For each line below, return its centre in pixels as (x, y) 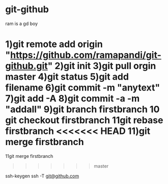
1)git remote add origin (54, 44)
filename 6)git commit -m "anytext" (83, 88)
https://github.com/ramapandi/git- (86, 55)
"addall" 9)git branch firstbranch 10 (82, 110)
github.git (26, 66)
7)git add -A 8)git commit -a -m (73, 99)
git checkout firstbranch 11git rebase (84, 120)
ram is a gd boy (22, 24)
